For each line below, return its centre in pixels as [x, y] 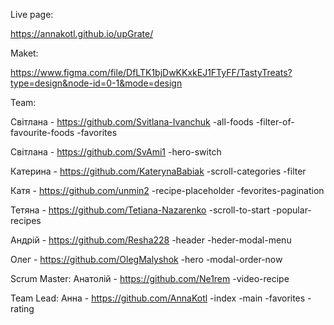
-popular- [292, 210]
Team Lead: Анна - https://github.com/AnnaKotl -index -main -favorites [158, 298]
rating [22, 308]
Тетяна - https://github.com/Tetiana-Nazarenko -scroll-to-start [140, 210]
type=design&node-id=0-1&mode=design [96, 83]
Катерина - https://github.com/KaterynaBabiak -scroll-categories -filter [158, 171]
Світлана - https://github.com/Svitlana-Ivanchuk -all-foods [132, 122]
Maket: [24, 53]
